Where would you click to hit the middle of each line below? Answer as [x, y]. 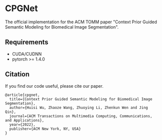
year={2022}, [22, 124]
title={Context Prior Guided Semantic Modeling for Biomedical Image [81, 99]
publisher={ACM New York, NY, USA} [45, 129]
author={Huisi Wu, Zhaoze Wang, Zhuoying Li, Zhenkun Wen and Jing [79, 108]
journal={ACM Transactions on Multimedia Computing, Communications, [81, 116]
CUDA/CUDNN [27, 54]
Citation [17, 74]
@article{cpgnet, [22, 95]
